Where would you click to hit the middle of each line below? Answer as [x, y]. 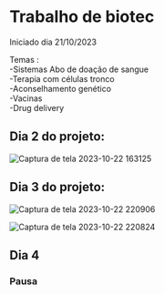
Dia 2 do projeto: [57, 137]
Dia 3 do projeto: [57, 187]
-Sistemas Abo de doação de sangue [79, 69]
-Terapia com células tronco [62, 78]
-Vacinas [26, 98]
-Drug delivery [37, 107]
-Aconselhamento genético [61, 88]
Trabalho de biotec [82, 17]
